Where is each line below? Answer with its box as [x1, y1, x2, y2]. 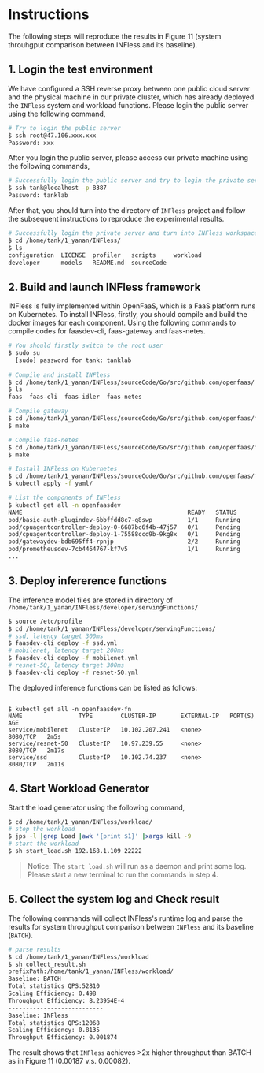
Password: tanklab [8, 192, 68, 199]
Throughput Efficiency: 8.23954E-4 [8, 997, 125, 1004]
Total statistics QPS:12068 [8, 1019, 101, 1026]
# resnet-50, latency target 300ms [8, 661, 125, 669]
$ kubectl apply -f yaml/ [8, 479, 93, 488]
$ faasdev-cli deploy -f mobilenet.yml [8, 654, 139, 662]
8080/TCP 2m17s [8, 747, 65, 754]
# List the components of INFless [8, 494, 122, 502]
